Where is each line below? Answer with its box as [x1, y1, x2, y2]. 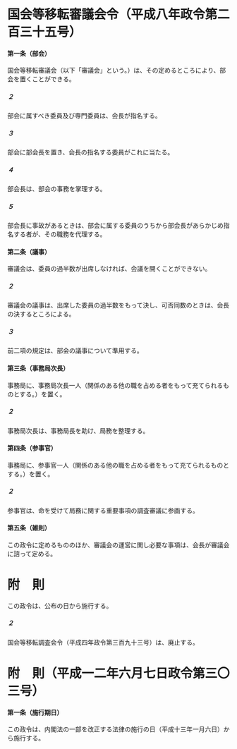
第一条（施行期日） [7, 708, 63, 717]
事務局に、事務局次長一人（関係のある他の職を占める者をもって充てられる [7, 381, 224, 389]
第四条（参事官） [7, 444, 57, 452]
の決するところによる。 [7, 310, 75, 318]
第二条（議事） [7, 248, 51, 256]
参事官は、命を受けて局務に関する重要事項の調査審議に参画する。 [7, 506, 199, 515]
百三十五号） [7, 24, 83, 40]
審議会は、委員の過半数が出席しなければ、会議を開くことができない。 [7, 264, 212, 273]
